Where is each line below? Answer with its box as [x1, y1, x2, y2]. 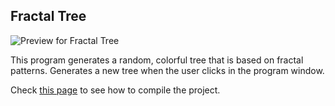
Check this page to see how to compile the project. [10, 84, 221, 96]
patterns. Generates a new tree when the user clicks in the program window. [10, 64, 325, 76]
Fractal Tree [10, 8, 87, 25]
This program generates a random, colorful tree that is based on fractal [10, 54, 304, 66]
